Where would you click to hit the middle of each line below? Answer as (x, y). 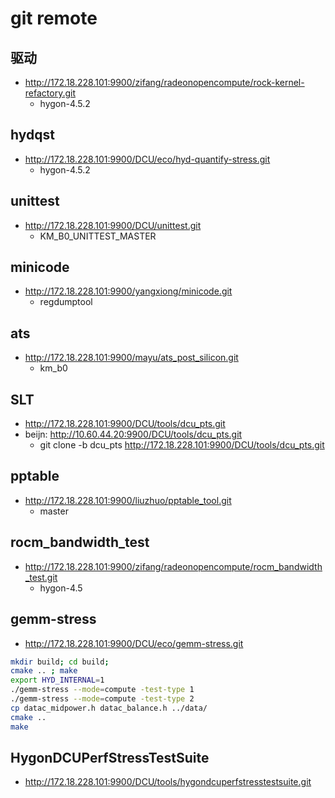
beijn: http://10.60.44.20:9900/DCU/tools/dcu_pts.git (133, 434)
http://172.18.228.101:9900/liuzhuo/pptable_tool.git (128, 500)
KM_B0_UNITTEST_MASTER (98, 236)
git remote (54, 18)
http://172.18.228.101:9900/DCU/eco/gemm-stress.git (134, 643)
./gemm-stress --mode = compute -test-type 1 (102, 690)
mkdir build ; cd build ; (60, 662)
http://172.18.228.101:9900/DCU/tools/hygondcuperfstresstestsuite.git (168, 782)
